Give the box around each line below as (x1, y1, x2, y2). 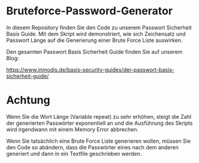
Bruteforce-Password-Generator (6, 4, 173, 18)
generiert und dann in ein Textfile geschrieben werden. (6, 150, 142, 157)
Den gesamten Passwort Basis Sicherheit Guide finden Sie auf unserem (6, 48, 183, 55)
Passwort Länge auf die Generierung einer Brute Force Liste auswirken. (6, 36, 183, 44)
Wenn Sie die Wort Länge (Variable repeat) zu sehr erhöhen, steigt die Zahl (6, 113, 192, 120)
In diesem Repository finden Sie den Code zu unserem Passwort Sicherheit (6, 24, 192, 31)
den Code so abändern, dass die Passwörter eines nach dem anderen (6, 143, 179, 150)
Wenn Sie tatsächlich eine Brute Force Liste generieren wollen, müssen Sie (6, 137, 191, 144)
